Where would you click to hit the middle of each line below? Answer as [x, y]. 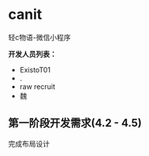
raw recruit [37, 86]
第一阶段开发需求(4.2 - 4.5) [75, 123]
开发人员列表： [32, 54]
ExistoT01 [35, 69]
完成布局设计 [29, 143]
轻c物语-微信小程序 [39, 37]
